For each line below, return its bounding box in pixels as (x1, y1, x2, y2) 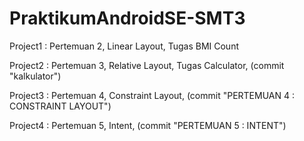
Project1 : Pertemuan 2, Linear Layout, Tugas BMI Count (9, 40, 240, 52)
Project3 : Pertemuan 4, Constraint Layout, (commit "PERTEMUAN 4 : (9, 89, 295, 101)
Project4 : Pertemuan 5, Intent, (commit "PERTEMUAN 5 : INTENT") (9, 119, 287, 131)
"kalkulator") (9, 70, 62, 82)
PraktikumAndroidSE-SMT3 (9, 7, 246, 30)
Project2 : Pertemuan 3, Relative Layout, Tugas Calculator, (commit (9, 59, 285, 71)
